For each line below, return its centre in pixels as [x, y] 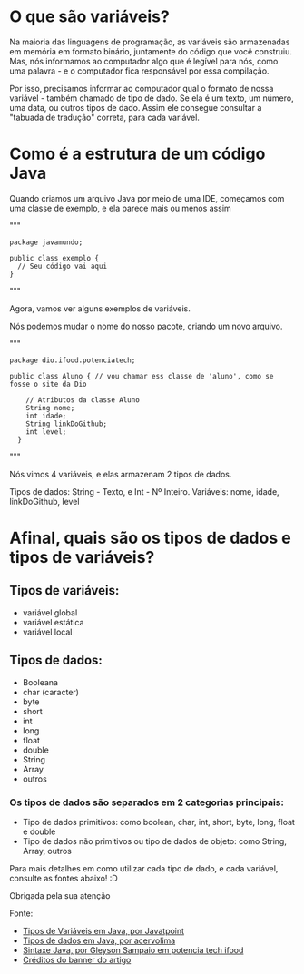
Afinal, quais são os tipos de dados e [151, 538]
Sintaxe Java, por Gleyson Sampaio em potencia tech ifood [133, 949]
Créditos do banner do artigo [77, 959]
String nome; [50, 408]
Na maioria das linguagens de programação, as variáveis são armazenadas [150, 42]
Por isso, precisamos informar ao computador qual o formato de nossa [142, 88]
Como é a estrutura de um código [137, 154]
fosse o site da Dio [49, 384]
